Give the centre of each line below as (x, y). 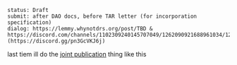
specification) (30, 23)
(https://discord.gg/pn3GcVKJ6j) (56, 41)
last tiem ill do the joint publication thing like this (77, 54)
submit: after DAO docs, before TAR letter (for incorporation (102, 16)
